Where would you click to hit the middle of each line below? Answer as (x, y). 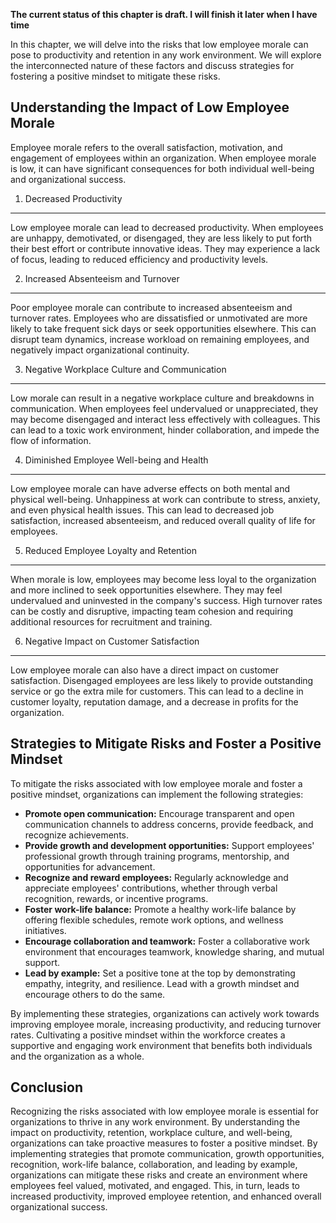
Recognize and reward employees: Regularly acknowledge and (156, 877)
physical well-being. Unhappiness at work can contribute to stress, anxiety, (165, 499)
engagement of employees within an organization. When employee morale (163, 158)
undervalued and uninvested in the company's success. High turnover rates (166, 600)
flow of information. (51, 440)
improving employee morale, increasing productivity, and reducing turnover (166, 1024)
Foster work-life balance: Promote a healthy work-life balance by (160, 909)
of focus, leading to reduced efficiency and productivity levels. (139, 259)
